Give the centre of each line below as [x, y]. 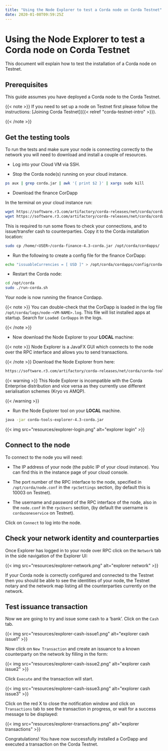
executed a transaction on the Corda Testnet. [52, 744]
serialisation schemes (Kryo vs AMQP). [45, 392]
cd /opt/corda [20, 283]
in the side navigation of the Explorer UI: [46, 556]
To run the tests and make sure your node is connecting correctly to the [79, 149]
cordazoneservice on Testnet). [43, 513]
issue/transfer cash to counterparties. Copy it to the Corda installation [77, 231]
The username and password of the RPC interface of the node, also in [84, 502]
